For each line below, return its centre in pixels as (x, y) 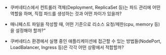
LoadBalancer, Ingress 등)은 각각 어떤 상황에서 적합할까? (67, 47)
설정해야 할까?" (31, 30)
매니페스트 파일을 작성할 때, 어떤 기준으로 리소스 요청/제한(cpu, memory (81, 24)
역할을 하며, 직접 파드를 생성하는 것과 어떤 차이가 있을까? (66, 13)
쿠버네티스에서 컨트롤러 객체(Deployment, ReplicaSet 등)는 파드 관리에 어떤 (85, 7)
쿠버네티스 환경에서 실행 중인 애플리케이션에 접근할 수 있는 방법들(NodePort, (86, 41)
